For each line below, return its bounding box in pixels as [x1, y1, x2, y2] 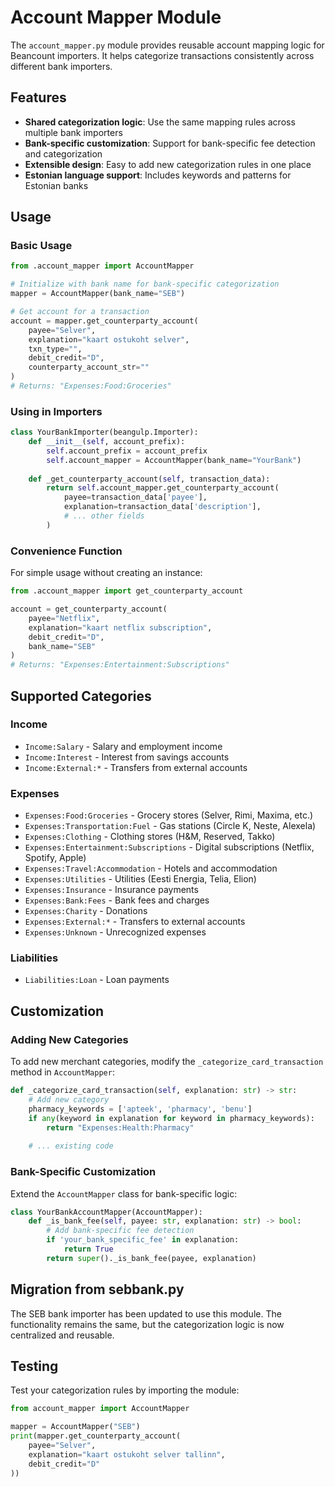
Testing [10, 1358, 59, 1375]
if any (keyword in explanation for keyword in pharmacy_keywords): [28, 1113, 315, 1123]
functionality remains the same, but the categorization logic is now [10, 1318, 285, 1330]
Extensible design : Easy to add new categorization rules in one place [24, 158, 312, 170]
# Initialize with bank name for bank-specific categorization [10, 279, 280, 290]
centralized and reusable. [10, 1329, 115, 1341]
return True [63, 1244, 114, 1255]
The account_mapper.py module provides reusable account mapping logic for [10, 39, 325, 51]
